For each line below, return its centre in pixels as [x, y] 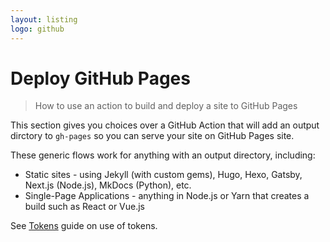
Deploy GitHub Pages [100, 78]
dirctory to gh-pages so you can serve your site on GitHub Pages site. [152, 136]
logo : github [37, 29]
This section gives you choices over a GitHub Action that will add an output [165, 125]
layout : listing [44, 19]
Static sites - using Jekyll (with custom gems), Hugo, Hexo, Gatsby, [163, 175]
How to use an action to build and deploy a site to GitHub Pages [166, 106]
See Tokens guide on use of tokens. [84, 226]
